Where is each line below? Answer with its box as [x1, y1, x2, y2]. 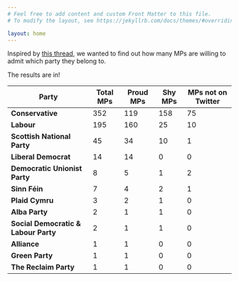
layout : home [7, 30, 46, 37]
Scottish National [11, 132, 71, 142]
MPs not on [187, 88, 228, 97]
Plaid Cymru [11, 196, 54, 206]
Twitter [195, 97, 221, 107]
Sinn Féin [11, 184, 43, 194]
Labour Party [11, 228, 57, 238]
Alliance [11, 239, 40, 249]
